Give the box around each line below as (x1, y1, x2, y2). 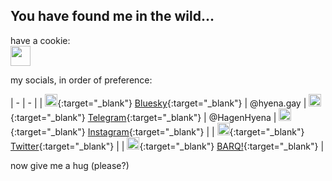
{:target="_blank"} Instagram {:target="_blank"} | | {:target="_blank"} (10, 125, 305, 138)
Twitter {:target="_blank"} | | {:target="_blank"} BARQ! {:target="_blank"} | (10, 140, 325, 152)
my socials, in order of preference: (10, 74, 153, 86)
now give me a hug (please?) (10, 159, 130, 171)
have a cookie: (10, 34, 71, 46)
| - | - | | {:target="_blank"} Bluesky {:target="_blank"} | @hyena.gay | (10, 97, 307, 109)
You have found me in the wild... (10, 8, 215, 25)
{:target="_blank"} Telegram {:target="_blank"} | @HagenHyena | (10, 111, 277, 123)
